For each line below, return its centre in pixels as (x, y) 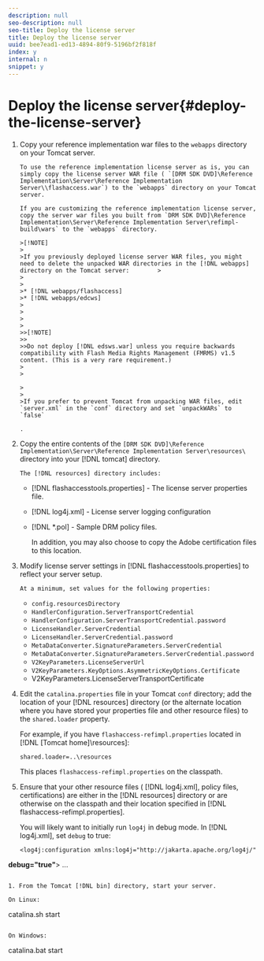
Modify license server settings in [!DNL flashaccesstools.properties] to (134, 566)
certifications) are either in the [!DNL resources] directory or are (123, 795)
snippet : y (26, 67)
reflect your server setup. (61, 574)
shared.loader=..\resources (65, 757)
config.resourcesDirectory (76, 603)
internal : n (28, 60)
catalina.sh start (34, 914)
